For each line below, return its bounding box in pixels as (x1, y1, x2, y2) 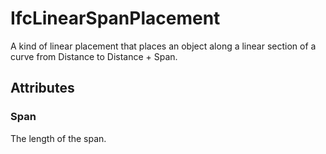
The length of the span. (10, 132, 107, 144)
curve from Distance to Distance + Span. (10, 50, 178, 62)
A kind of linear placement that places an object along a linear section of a (10, 40, 317, 52)
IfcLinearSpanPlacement (10, 7, 221, 30)
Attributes (10, 80, 75, 97)
